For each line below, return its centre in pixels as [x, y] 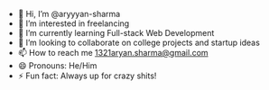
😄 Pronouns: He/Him [57, 66]
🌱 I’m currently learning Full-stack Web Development [116, 33]
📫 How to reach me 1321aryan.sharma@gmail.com [113, 53]
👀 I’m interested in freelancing [74, 23]
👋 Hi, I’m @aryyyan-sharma [69, 14]
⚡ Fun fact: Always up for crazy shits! [87, 76]
